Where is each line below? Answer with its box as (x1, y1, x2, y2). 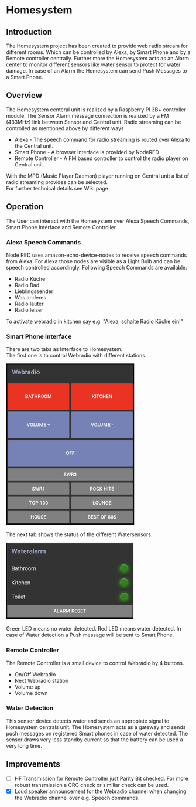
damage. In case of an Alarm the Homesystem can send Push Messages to (6, 67, 187, 74)
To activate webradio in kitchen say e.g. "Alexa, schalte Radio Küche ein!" (6, 318, 183, 325)
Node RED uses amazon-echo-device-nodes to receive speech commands (6, 251, 187, 258)
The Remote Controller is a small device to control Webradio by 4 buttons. (6, 659, 184, 666)
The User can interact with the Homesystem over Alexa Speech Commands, (6, 217, 190, 224)
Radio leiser (14, 306, 43, 314)
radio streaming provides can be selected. (6, 178, 108, 185)
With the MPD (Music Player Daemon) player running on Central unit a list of (6, 172, 190, 179)
